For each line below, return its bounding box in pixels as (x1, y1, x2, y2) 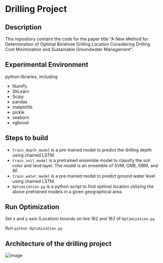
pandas (12, 99, 28, 105)
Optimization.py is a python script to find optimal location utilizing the (12, 183, 154, 189)
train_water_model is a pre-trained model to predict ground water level (12, 173, 156, 179)
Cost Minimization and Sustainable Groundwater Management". (5, 47, 134, 52)
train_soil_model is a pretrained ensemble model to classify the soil (12, 157, 151, 163)
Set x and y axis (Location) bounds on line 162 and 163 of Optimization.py (5, 216, 155, 222)
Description (5, 23, 42, 31)
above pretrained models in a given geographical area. (12, 188, 123, 194)
